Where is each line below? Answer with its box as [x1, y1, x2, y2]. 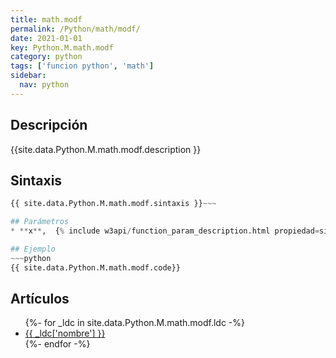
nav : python [19, 80, 70, 90]
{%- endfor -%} [24, 338, 91, 350]
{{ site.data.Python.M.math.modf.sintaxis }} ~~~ [10, 199, 217, 209]
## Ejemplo [10, 244, 56, 254]
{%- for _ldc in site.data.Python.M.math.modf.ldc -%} [24, 317, 245, 329]
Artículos [10, 291, 70, 308]
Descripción [10, 117, 88, 134]
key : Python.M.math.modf [10, 42, 114, 53]
